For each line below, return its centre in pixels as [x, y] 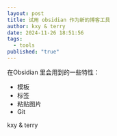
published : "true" [33, 52]
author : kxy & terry [37, 26]
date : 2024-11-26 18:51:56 [45, 33]
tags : [15, 39]
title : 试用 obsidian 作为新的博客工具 [59, 20]
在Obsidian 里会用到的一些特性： [54, 72]
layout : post [26, 13]
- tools [24, 45]
